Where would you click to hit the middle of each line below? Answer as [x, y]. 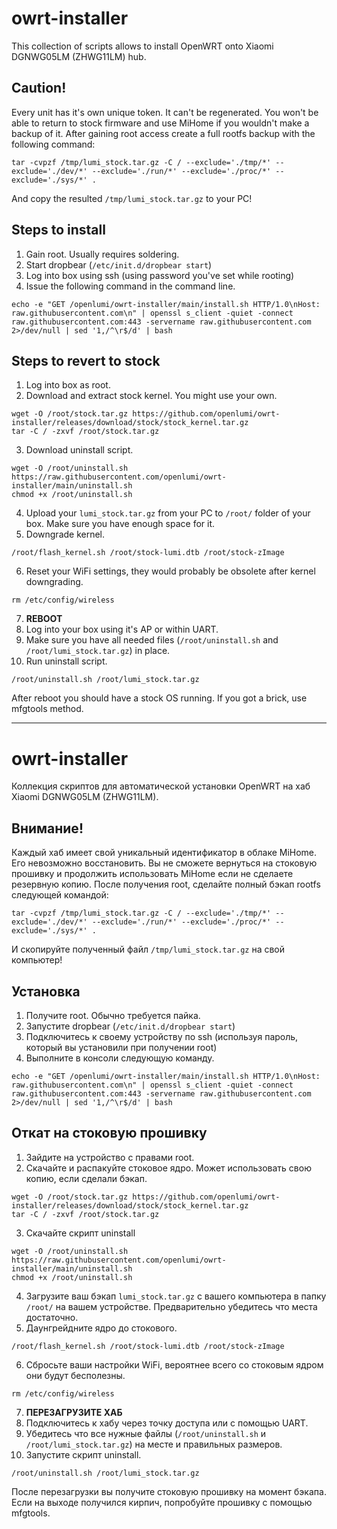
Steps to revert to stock [86, 360]
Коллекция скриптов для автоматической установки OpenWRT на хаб [161, 786]
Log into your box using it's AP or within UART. [122, 629]
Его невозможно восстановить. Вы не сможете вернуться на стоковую [164, 863]
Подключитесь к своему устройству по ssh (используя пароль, [162, 1036]
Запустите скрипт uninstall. [83, 1454]
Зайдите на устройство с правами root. [110, 1157]
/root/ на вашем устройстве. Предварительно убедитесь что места [171, 1306]
